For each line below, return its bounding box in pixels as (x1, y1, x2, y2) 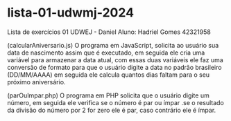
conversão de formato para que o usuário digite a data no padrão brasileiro (7, 63, 222, 71)
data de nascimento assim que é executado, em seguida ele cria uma (7, 48, 205, 57)
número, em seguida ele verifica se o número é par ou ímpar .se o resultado (7, 98, 224, 106)
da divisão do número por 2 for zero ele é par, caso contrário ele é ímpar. (7, 106, 216, 114)
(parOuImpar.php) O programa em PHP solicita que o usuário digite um (7, 91, 209, 100)
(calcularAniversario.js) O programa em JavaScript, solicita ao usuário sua (7, 41, 219, 49)
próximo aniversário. (7, 77, 66, 86)
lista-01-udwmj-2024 (7, 5, 134, 21)
